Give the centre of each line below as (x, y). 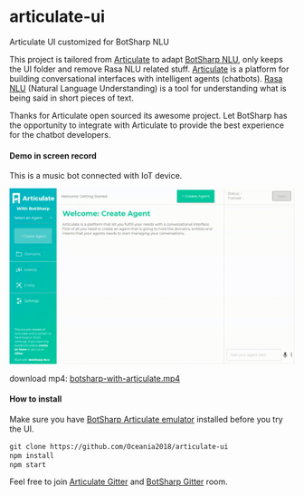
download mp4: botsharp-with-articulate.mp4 (95, 378)
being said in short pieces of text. (71, 98)
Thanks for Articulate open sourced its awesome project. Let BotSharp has (148, 115)
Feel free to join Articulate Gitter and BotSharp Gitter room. (119, 481)
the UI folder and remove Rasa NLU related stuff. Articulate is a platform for (149, 69)
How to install (36, 399)
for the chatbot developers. (60, 134)
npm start (28, 464)
